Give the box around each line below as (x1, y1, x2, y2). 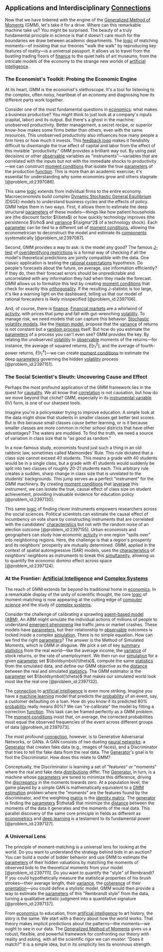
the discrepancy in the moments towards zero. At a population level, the (5, 779, 149, 785)
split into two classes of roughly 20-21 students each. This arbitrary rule (5, 465, 149, 472)
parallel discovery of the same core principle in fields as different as (5, 810, 141, 816)
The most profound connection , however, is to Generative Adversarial (5, 733, 144, 740)
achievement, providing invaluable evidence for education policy (5, 492, 134, 497)
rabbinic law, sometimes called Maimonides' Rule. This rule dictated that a (5, 450, 153, 456)
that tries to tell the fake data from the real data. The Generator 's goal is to (5, 749, 154, 755)
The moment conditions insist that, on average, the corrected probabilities (5, 714, 153, 720)
